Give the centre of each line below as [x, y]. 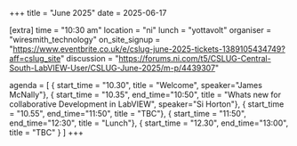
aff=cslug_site [35, 58]
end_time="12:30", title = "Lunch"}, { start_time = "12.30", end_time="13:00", [149, 123]
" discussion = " [90, 58]
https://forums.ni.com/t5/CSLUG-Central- [195, 58]
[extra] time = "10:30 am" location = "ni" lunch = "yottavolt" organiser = [140, 30]
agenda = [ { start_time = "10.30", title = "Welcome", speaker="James [136, 85]
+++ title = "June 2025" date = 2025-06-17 [88, 13]
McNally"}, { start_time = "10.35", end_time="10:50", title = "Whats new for [145, 94]
